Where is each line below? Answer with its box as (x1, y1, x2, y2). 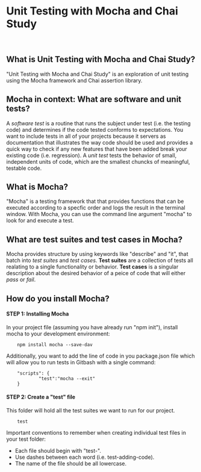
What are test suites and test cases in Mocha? (6, 234, 183, 244)
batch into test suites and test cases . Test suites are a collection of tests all (6, 257, 194, 264)
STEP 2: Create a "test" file (6, 393, 76, 401)
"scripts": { (17, 370, 50, 376)
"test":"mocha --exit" (38, 375, 96, 382)
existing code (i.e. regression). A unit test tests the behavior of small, (6, 152, 177, 159)
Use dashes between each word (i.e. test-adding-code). (14, 453, 155, 461)
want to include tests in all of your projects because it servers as (6, 132, 167, 140)
